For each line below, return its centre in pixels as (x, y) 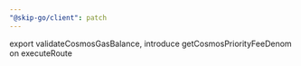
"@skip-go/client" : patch (58, 18)
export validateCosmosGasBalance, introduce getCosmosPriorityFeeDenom (150, 43)
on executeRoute (41, 53)
